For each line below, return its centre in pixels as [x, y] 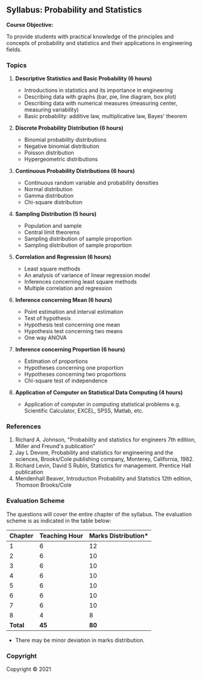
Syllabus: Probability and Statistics [74, 10]
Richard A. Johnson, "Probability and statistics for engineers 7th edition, [106, 440]
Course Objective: [30, 24]
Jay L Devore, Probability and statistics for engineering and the [94, 452]
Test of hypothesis [47, 318]
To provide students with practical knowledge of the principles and [90, 37]
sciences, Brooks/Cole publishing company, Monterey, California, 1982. [105, 459]
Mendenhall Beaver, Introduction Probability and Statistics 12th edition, [104, 479]
